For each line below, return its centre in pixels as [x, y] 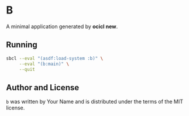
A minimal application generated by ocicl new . [62, 26]
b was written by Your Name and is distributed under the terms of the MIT [94, 102]
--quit [27, 69]
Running [22, 45]
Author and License [43, 88]
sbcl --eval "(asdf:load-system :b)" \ [55, 58]
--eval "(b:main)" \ [44, 64]
